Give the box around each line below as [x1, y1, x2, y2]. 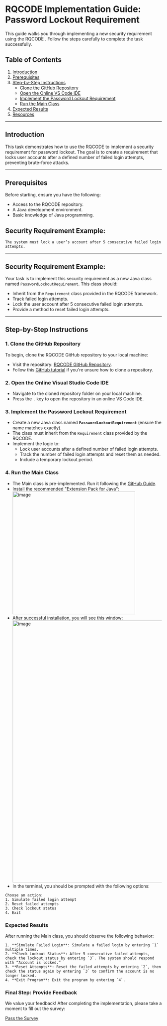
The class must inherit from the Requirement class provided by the [12, 430, 148, 436]
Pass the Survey [5, 1016, 39, 1022]
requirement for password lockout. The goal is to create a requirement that [5, 149, 158, 155]
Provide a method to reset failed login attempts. [12, 307, 110, 312]
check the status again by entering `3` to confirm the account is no [5, 969, 155, 974]
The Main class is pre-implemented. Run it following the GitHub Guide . [12, 480, 157, 487]
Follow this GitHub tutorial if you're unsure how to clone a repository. [12, 366, 153, 372]
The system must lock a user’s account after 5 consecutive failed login [5, 240, 162, 245]
